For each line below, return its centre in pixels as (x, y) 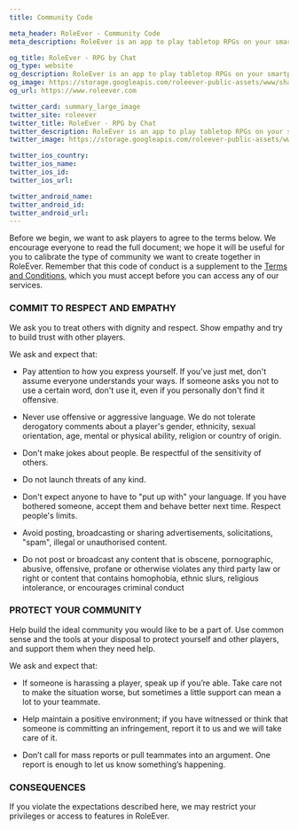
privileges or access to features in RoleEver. (90, 816)
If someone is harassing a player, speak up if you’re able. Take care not (152, 683)
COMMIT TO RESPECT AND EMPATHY (93, 309)
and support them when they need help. (82, 648)
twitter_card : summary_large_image (75, 106)
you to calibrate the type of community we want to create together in (135, 257)
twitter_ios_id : (39, 172)
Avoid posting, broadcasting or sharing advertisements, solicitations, (147, 532)
